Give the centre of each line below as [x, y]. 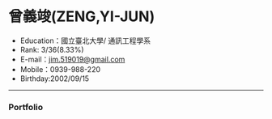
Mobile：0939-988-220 [60, 69]
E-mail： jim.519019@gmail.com [72, 59]
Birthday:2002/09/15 [55, 79]
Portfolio [26, 107]
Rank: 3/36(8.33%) [52, 49]
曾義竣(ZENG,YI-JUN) [82, 17]
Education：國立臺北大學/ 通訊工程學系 [85, 40]
